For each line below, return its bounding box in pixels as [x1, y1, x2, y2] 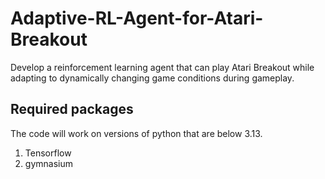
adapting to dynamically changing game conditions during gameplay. [10, 72, 295, 84]
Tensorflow [24, 147, 72, 159]
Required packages [10, 101, 134, 118]
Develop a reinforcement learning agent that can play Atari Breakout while [10, 61, 315, 73]
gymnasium [24, 157, 73, 169]
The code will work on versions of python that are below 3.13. [10, 127, 263, 139]
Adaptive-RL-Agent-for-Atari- [10, 7, 264, 30]
